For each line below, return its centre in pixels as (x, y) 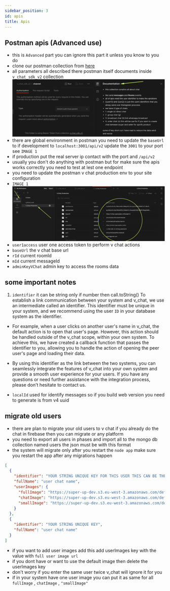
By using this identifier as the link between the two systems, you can (84, 363)
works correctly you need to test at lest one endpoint (67, 167)
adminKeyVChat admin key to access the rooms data (65, 266)
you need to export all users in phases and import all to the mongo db (85, 439)
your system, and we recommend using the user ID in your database (84, 311)
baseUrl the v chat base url (40, 250)
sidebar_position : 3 (27, 11)
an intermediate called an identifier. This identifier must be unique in (83, 305)
